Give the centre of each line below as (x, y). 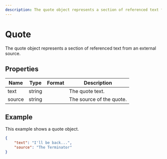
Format (56, 83)
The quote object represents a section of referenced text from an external (81, 48)
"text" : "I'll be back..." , (43, 143)
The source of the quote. (98, 99)
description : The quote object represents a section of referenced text (82, 10)
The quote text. (87, 91)
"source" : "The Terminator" (43, 147)
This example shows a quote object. (42, 129)
